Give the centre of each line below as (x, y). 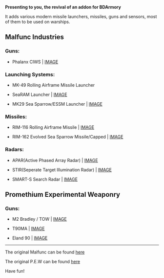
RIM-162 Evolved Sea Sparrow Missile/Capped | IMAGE (68, 137)
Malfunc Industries (35, 37)
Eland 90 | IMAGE (30, 238)
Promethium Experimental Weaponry (63, 195)
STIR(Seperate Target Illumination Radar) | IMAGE (62, 170)
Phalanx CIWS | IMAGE (35, 62)
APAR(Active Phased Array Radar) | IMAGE (55, 160)
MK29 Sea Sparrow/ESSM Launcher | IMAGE (57, 104)
